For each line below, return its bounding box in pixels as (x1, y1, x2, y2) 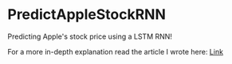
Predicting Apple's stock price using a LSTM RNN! (7, 32, 173, 41)
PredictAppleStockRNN (7, 6, 167, 24)
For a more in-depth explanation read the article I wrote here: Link (7, 47, 224, 56)
